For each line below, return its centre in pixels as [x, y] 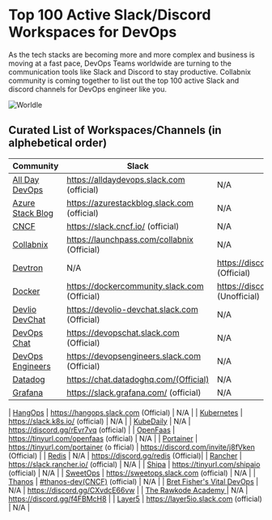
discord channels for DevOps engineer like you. [88, 89]
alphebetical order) [58, 143]
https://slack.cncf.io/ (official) [123, 226]
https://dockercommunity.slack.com [135, 286]
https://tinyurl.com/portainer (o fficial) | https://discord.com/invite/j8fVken [132, 447]
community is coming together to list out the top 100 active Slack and [124, 80]
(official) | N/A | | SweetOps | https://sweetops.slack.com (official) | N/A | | [132, 473]
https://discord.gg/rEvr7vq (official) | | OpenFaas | [92, 430]
